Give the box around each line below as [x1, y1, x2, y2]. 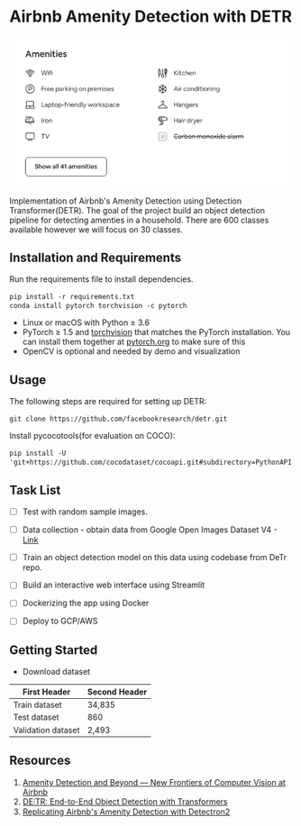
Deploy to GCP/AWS [22, 615, 98, 627]
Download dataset [22, 667, 91, 677]
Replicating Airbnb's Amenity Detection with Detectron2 [22, 806, 231, 817]
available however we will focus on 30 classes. [9, 223, 183, 235]
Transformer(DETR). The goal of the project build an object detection [9, 204, 266, 215]
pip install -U [9, 449, 67, 458]
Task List [9, 482, 61, 497]
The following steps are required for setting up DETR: [9, 396, 207, 407]
